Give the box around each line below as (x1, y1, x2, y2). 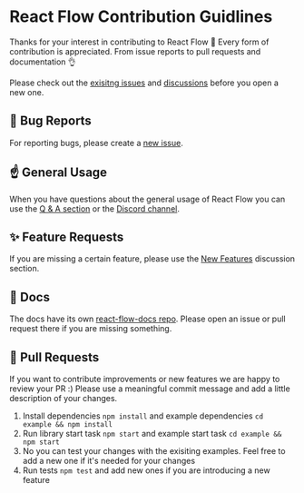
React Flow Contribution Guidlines (9, 6, 273, 27)
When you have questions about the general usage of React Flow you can (9, 193, 286, 204)
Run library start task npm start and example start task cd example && (22, 429, 282, 439)
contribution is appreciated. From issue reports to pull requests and (9, 45, 261, 56)
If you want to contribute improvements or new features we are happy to (9, 374, 280, 384)
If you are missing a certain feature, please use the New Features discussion (9, 253, 296, 264)
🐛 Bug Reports (9, 113, 93, 129)
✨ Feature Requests (9, 229, 124, 244)
